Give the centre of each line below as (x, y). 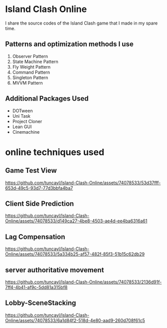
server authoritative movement (55, 270)
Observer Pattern (30, 56)
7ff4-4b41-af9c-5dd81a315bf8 (36, 287)
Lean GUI (22, 127)
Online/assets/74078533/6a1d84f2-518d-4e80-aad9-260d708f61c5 (75, 320)
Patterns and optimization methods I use (69, 44)
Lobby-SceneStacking (41, 303)
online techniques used (55, 152)
